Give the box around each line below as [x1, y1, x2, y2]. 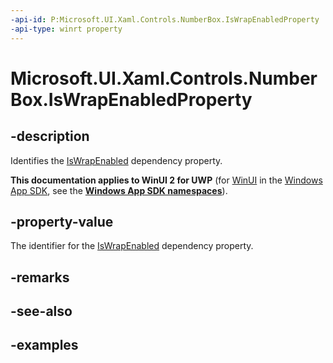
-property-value [10, 213, 114, 230]
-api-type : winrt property [10, 24, 123, 34]
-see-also [10, 303, 73, 320]
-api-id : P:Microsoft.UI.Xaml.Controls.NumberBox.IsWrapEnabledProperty [10, 14, 320, 25]
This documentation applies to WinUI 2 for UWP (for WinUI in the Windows [10, 174, 323, 186]
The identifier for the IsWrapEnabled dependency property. [10, 240, 254, 252]
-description [10, 128, 90, 145]
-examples [10, 337, 79, 354]
